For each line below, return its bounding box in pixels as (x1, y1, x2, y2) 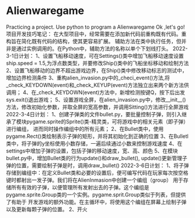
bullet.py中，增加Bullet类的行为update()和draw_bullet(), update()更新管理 (6, 154, 183, 161)
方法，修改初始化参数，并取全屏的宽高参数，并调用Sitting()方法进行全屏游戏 (6, 103, 189, 110)
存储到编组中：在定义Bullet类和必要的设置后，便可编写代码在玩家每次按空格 (6, 169, 189, 176)
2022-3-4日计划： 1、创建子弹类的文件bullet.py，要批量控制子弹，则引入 (6, 110, 182, 117)
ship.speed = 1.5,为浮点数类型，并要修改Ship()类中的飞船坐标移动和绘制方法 (6, 60, 189, 67)
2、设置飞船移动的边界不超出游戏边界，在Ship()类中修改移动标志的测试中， (6, 67, 187, 74)
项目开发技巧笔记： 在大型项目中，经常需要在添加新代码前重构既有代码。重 (6, 30, 187, 37)
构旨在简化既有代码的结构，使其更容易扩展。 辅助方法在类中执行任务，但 (6, 37, 182, 44)
